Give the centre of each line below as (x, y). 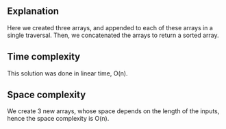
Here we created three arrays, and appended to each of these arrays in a (110, 27)
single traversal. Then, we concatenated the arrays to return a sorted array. (113, 35)
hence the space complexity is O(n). (58, 119)
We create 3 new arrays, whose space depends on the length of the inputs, (113, 111)
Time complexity (44, 57)
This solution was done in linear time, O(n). (67, 73)
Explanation (33, 11)
